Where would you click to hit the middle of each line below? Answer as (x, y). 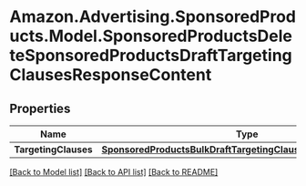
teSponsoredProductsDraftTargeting (151, 56)
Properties (40, 108)
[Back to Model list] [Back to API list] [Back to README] (114, 172)
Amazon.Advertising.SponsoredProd (153, 17)
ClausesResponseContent (111, 75)
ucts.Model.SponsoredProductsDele (151, 36)
